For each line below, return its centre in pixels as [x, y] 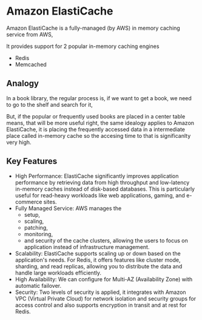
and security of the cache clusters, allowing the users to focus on [106, 240]
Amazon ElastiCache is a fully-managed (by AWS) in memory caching [93, 28]
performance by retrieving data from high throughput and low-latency [102, 182]
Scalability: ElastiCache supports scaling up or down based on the [98, 253]
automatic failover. [38, 285]
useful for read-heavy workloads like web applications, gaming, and [100, 195]
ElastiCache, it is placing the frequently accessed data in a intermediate [96, 129]
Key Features [32, 161]
